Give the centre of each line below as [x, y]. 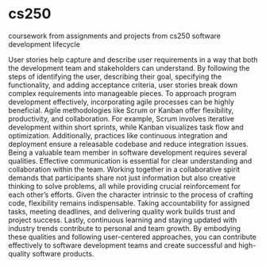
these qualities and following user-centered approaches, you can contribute [132, 237]
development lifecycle [44, 44]
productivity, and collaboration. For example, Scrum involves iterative [121, 118]
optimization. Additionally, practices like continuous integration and [118, 135]
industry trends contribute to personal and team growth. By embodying [124, 228]
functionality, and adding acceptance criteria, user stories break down [123, 85]
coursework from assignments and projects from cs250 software [114, 36]
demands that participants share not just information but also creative [122, 177]
